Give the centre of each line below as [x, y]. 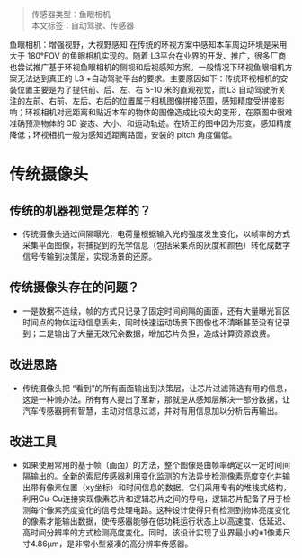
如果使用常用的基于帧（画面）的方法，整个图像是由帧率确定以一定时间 [152, 465]
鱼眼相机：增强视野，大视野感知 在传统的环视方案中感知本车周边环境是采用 [148, 45]
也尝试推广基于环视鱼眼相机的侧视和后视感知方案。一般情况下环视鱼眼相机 [147, 67]
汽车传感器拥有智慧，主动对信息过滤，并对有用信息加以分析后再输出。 [152, 410]
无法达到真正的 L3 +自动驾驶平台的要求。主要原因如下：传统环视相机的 [148, 78]
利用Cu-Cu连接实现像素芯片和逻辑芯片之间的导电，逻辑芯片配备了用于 [152, 499]
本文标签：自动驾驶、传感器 [83, 25]
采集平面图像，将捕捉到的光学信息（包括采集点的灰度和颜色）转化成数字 [156, 245]
